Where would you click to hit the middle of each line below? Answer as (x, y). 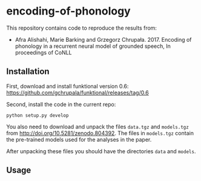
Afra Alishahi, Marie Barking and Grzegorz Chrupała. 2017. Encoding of (103, 39)
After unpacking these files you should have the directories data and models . (101, 151)
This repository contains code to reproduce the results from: (82, 28)
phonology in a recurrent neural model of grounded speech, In (93, 46)
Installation (28, 72)
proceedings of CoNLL (43, 52)
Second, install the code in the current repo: (61, 104)
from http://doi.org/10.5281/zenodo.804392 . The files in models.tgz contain (100, 133)
